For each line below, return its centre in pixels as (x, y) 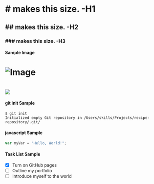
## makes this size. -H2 (42, 27)
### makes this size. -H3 (35, 41)
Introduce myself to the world (42, 176)
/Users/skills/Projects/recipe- (117, 118)
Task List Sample (23, 154)
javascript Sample (24, 133)
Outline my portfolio (32, 171)
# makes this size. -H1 (50, 9)
